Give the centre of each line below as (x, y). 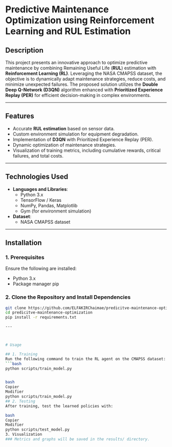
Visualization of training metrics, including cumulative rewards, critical (87, 150)
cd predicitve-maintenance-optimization (49, 313)
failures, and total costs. (38, 156)
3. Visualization (24, 435)
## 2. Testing (20, 401)
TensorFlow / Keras (41, 200)
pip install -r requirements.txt (41, 317)
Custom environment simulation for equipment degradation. (76, 134)
